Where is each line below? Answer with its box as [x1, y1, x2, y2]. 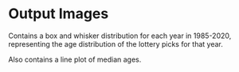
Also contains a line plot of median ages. [8, 55, 142, 64]
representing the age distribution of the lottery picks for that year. [8, 39, 223, 48]
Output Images [8, 5, 109, 23]
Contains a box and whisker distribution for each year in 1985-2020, [8, 31, 232, 40]
